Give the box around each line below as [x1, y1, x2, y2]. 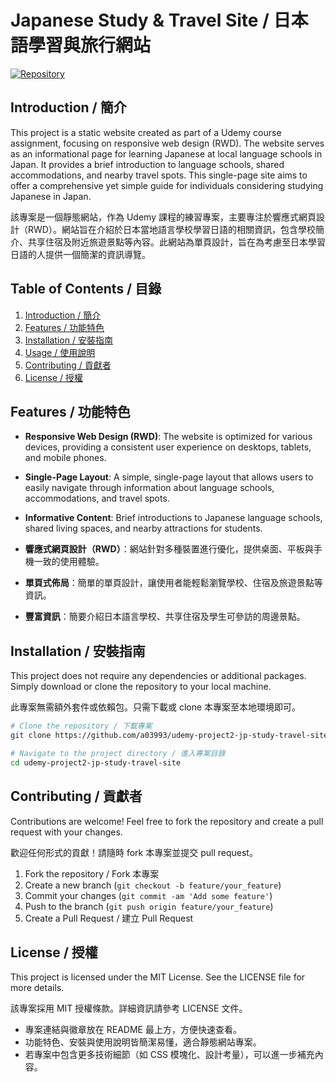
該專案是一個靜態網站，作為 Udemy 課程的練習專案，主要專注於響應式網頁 [10, 211, 317, 223]
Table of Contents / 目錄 [10, 281, 162, 298]
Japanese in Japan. [10, 190, 92, 202]
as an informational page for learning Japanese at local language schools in [10, 147, 323, 160]
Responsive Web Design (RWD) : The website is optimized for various [24, 431, 313, 443]
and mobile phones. [24, 452, 107, 464]
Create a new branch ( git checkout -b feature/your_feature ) [24, 879, 282, 891]
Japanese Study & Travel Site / [10, 9, 270, 32]
